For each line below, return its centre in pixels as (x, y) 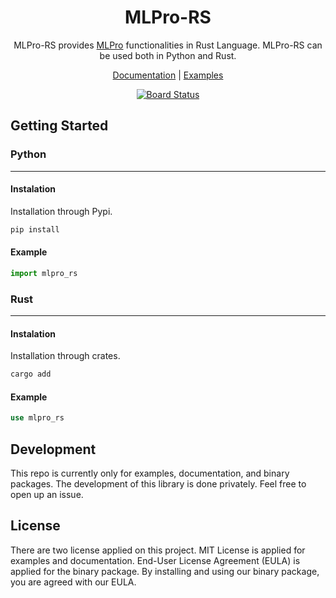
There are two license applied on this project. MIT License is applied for (158, 550)
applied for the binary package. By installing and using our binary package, (165, 571)
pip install (35, 229)
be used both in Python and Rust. (168, 55)
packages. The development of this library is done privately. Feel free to (158, 484)
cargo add (31, 374)
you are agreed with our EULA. (73, 582)
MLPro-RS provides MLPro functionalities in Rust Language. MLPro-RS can (168, 45)
